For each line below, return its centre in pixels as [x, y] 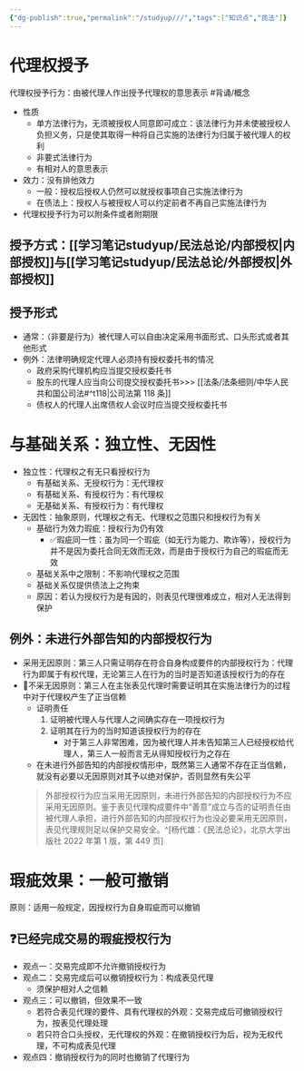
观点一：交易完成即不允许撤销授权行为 [94, 967]
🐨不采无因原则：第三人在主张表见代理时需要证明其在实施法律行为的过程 [156, 685]
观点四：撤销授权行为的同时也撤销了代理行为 [106, 1057]
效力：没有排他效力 [59, 180]
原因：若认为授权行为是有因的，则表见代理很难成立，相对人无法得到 [163, 596]
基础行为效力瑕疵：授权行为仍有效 [100, 528]
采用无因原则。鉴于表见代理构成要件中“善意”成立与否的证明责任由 [168, 806]
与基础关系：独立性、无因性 [113, 444]
